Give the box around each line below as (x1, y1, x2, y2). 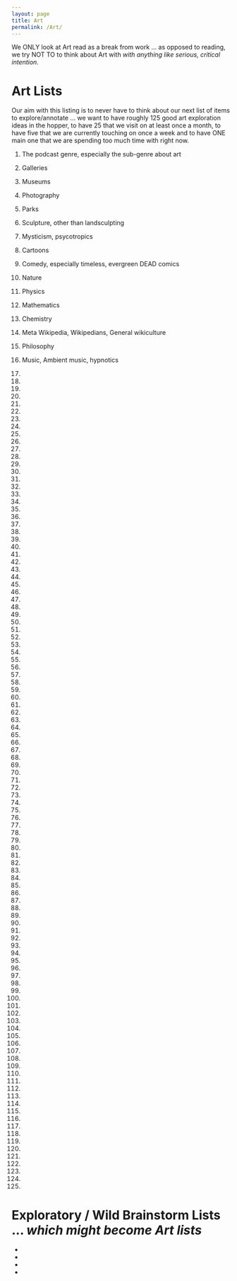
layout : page (11, 10, 50, 18)
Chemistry (21, 314, 52, 323)
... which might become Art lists (11, 1222, 202, 1238)
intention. (11, 58, 39, 67)
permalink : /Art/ (11, 23, 63, 30)
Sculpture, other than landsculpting (21, 219, 125, 227)
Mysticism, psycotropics (21, 232, 94, 241)
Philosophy (21, 342, 55, 351)
